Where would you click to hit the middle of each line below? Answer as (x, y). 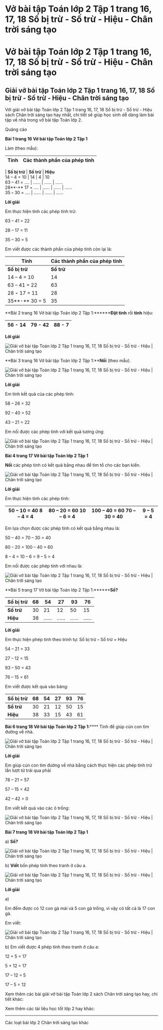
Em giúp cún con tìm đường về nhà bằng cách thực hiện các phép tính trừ (79, 765)
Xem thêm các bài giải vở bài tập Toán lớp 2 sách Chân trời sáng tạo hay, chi (81, 994)
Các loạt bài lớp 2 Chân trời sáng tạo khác (47, 1023)
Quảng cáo (16, 129)
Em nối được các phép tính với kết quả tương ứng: (55, 432)
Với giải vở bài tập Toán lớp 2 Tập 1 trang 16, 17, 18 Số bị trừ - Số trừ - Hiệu (79, 110)
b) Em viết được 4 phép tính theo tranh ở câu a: (52, 947)
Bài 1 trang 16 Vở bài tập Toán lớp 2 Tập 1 (46, 139)
